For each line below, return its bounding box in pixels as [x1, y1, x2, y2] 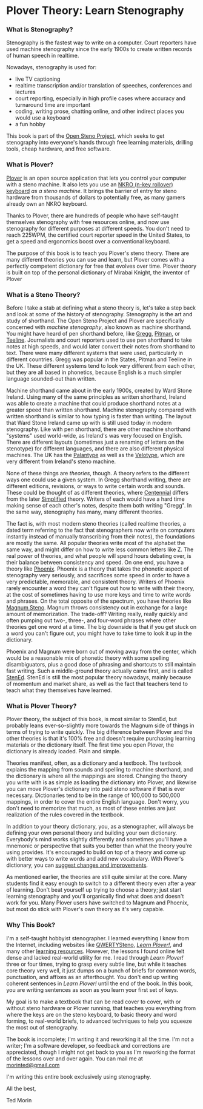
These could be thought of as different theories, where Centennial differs [6, 489, 189, 497]
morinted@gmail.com [6, 1061, 60, 1068]
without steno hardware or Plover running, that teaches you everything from [6, 1004, 196, 1011]
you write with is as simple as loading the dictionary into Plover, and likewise [6, 779, 197, 786]
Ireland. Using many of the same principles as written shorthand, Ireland [6, 393, 187, 401]
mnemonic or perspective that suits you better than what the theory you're [6, 842, 193, 850]
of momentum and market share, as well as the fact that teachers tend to [6, 680, 188, 688]
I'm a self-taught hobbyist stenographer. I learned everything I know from [6, 934, 190, 941]
